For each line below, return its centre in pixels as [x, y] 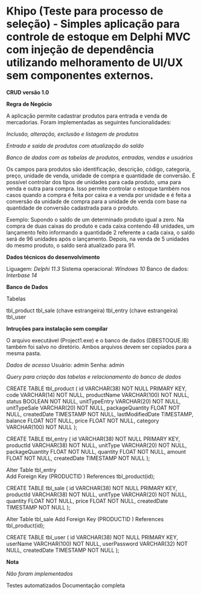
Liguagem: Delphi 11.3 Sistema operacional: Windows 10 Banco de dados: [97, 268]
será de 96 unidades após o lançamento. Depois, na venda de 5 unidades [98, 239]
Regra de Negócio [29, 104]
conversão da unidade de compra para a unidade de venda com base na [97, 201]
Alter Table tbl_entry [31, 470]
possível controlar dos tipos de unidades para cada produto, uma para [94, 182]
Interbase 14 [22, 275]
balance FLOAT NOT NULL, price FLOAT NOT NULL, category [83, 420]
